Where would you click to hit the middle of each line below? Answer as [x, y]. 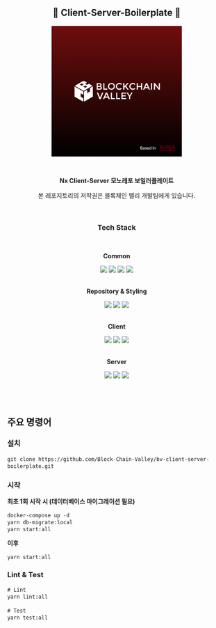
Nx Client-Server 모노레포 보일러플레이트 [117, 180]
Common [117, 256]
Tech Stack [117, 227]
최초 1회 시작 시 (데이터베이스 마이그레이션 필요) [71, 501]
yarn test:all [28, 618]
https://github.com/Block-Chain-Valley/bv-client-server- [124, 459]
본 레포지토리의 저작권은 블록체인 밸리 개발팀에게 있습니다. [117, 195]
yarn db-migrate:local [40, 523]
